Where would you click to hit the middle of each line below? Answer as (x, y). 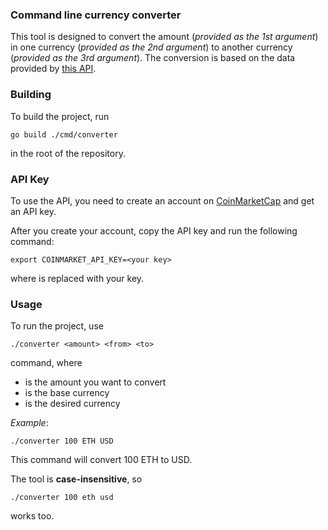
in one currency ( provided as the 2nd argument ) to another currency (151, 47)
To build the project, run (60, 116)
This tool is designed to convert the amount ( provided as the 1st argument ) (164, 37)
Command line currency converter (96, 15)
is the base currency (67, 393)
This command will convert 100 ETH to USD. (101, 460)
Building (31, 95)
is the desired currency (72, 404)
